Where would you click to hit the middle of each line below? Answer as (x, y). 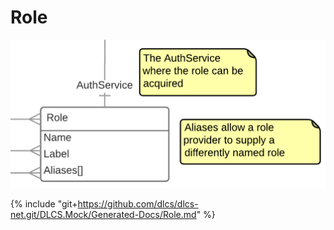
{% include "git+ (44, 203)
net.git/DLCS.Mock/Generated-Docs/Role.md (103, 214)
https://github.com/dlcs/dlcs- (138, 203)
